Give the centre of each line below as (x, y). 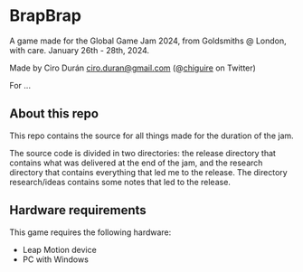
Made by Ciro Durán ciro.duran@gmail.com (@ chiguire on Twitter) (133, 68)
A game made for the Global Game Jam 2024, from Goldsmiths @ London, (148, 41)
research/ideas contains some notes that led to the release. (120, 182)
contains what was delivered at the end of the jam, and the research (136, 163)
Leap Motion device (59, 249)
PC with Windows (55, 259)
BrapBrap (45, 16)
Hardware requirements (78, 210)
